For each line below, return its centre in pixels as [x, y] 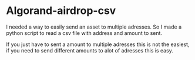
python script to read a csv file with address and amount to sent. [84, 33]
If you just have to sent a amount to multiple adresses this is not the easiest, [98, 44]
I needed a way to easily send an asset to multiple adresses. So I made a [94, 27]
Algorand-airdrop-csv [61, 11]
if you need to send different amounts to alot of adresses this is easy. [90, 50]
